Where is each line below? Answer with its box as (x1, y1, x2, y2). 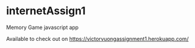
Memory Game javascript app (6, 24, 79, 31)
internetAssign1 (6, 4, 86, 18)
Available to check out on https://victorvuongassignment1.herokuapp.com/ (6, 35, 189, 42)
